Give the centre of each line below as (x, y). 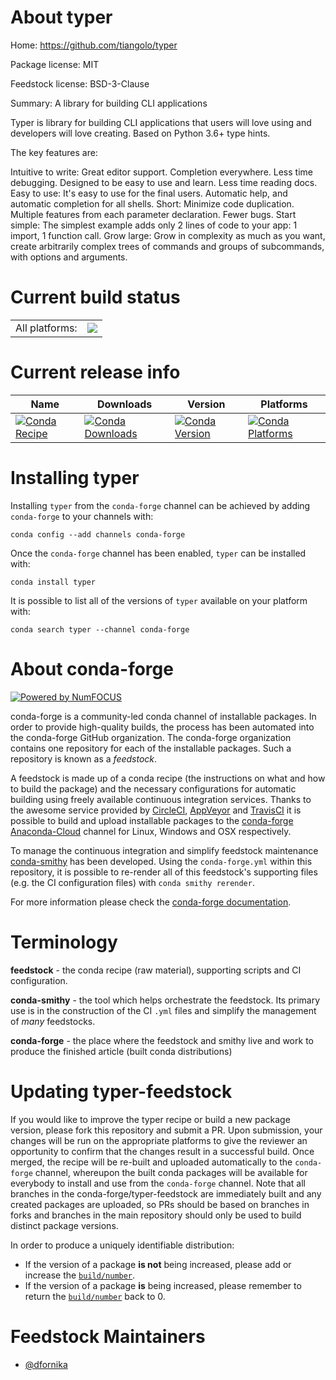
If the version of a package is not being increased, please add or (158, 1264)
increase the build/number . (80, 1275)
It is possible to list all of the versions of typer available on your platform (159, 600)
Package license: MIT (55, 64)
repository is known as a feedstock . (84, 758)
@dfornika (46, 1364)
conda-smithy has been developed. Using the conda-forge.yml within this (161, 861)
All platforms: (46, 328)
